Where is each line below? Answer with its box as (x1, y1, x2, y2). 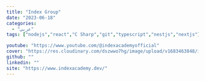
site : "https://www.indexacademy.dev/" (6, 65, 108, 71)
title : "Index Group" (6, 9, 62, 15)
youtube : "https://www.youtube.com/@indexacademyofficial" (6, 43, 160, 49)
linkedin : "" (6, 59, 40, 66)
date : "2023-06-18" (6, 15, 56, 21)
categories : (6, 20, 37, 26)
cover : (6, 48, 23, 55)
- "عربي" (12, 26, 34, 32)
